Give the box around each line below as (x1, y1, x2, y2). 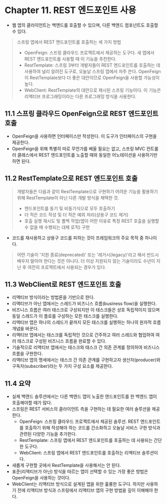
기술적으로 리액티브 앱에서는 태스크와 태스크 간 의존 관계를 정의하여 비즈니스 (11, 344, 160, 350)
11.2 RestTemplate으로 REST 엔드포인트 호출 (4, 174, 138, 183)
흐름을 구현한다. (11, 351, 43, 357)
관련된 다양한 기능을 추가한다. (19, 431, 77, 437)
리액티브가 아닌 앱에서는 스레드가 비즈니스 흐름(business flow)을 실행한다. (11, 301, 157, 307)
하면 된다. (11, 158, 31, 164)
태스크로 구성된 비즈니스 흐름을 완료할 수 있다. (17, 338, 107, 344)
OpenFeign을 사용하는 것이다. (11, 475, 71, 481)
